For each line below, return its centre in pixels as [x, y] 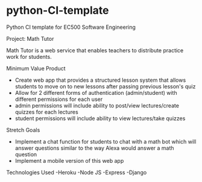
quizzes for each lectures [46, 112]
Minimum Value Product [36, 68]
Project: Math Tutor [30, 38]
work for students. [29, 56]
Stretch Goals [23, 130]
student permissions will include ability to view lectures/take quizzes [100, 118]
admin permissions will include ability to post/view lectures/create [97, 105]
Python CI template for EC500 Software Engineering [71, 27]
